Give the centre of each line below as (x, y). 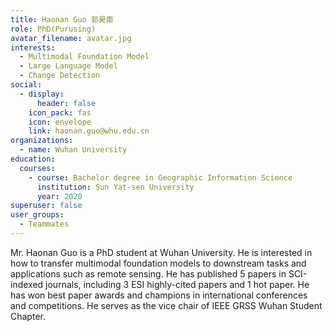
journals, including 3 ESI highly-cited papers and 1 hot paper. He (177, 284)
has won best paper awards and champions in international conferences (159, 295)
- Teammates (44, 224)
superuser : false (46, 206)
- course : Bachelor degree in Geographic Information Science (160, 177)
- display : (42, 94)
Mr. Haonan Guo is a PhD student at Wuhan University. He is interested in (161, 252)
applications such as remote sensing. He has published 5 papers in (148, 273)
